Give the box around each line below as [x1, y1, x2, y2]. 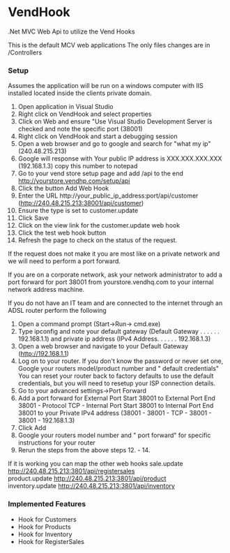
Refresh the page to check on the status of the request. [17, 236, 178, 244]
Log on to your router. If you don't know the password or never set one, [17, 357, 224, 365]
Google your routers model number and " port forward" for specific [17, 431, 211, 440]
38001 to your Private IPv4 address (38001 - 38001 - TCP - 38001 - [17, 409, 212, 418]
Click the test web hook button [17, 228, 107, 237]
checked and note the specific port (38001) [17, 125, 143, 133]
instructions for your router [17, 438, 96, 447]
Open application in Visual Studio [17, 103, 114, 111]
